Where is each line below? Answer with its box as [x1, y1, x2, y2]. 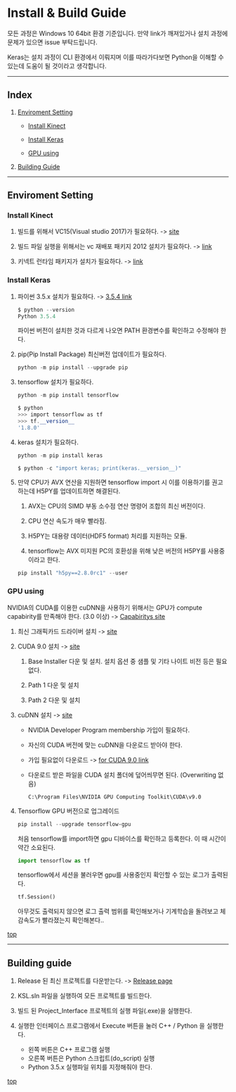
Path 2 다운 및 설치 [27, 696, 81, 704]
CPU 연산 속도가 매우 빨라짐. [27, 517, 107, 525]
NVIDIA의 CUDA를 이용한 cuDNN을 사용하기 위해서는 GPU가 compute [7, 603, 202, 612]
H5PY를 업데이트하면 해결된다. [36, 487, 121, 496]
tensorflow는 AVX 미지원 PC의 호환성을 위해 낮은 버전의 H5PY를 [27, 547, 206, 556]
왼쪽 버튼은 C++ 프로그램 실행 [27, 1046, 110, 1054]
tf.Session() [17, 893, 56, 900]
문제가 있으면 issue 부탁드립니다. [7, 37, 98, 46]
